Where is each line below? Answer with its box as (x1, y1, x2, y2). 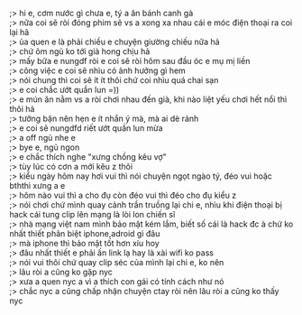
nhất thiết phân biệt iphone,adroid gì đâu (9, 228, 160, 238)
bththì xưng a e (9, 181, 66, 190)
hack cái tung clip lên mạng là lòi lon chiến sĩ (9, 209, 176, 219)
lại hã (9, 27, 30, 37)
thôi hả (9, 104, 35, 114)
